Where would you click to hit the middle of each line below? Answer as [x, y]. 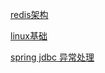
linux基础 [29, 36]
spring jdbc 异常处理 [52, 57]
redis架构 [29, 14]
